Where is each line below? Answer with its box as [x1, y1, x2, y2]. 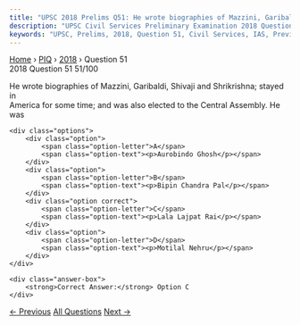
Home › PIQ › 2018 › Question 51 [9, 54, 128, 65]
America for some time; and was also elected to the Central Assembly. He [9, 100, 281, 111]
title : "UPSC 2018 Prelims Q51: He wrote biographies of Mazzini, [9, 12, 262, 22]
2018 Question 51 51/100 [9, 63, 99, 74]
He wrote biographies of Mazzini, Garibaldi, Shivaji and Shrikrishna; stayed [9, 81, 284, 92]
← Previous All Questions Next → [9, 306, 131, 317]
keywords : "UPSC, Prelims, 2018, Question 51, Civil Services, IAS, [9, 29, 270, 38]
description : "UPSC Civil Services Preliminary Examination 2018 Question [9, 21, 294, 30]
